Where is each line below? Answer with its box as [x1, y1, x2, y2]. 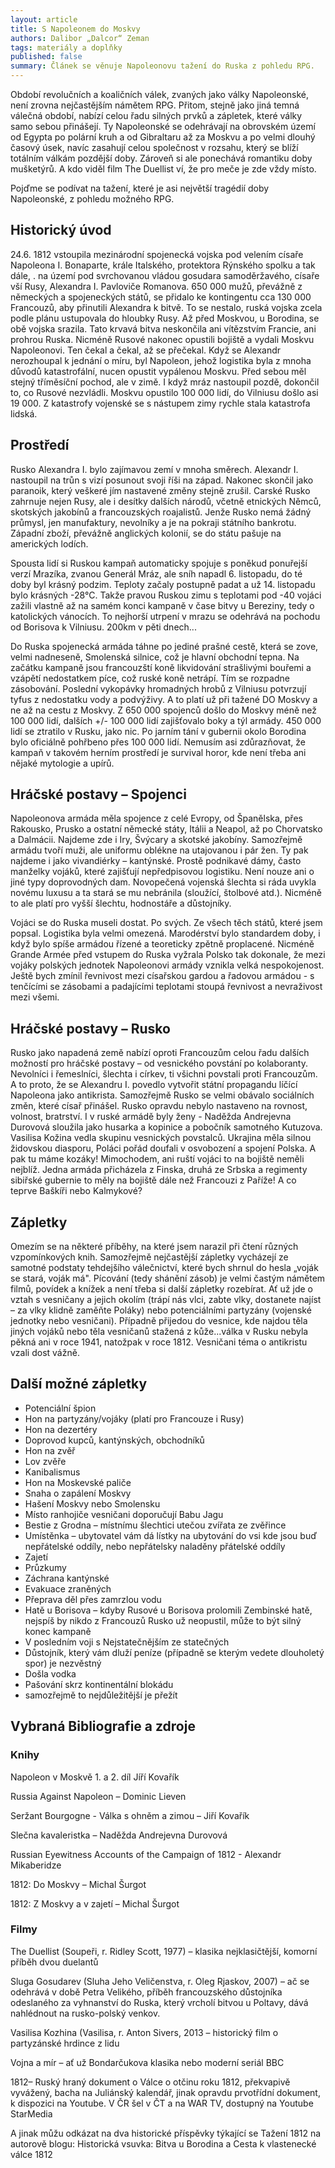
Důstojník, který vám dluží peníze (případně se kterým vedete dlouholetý [24, 1646, 325, 1658]
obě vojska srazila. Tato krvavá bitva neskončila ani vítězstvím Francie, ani [10, 322, 317, 335]
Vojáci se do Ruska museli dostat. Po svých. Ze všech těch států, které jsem [10, 917, 323, 929]
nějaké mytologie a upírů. [10, 757, 115, 769]
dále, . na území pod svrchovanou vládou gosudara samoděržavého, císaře [10, 269, 320, 281]
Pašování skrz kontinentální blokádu [24, 1678, 174, 1690]
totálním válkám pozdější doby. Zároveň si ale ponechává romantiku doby [10, 152, 313, 164]
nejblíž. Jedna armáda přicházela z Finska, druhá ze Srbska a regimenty [10, 1164, 308, 1176]
